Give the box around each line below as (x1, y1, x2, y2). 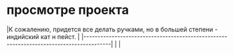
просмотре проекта (6, 2, 129, 18)
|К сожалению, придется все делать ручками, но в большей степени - (6, 25, 218, 33)
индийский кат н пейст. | (6, 32, 80, 40)
